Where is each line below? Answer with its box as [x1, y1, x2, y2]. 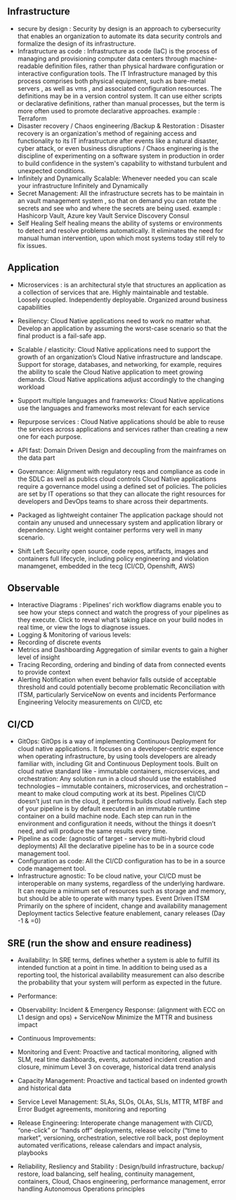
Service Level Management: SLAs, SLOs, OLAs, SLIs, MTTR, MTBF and [17, 1098, 223, 1106]
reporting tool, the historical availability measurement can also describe [17, 971, 225, 980]
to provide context [17, 668, 71, 677]
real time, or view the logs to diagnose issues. [17, 623, 150, 632]
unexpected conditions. [17, 166, 86, 175]
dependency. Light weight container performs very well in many [17, 525, 202, 534]
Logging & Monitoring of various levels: [17, 630, 131, 639]
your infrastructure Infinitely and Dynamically [17, 181, 149, 189]
